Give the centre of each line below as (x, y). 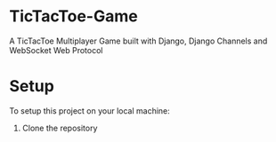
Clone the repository (60, 128)
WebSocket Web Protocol (56, 50)
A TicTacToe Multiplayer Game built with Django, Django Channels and (138, 41)
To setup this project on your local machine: (90, 110)
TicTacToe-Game (73, 16)
